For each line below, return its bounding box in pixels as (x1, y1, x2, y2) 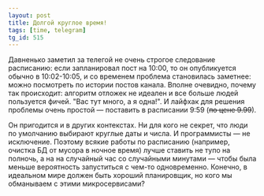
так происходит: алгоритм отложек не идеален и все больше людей (8, 88, 239, 98)
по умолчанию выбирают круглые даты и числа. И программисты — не (8, 129, 251, 139)
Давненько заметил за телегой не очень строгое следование (8, 55, 216, 65)
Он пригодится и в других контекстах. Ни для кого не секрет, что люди (8, 120, 248, 130)
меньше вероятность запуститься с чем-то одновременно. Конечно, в (8, 162, 248, 172)
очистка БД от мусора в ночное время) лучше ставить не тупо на (8, 146, 231, 155)
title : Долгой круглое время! (8, 19, 108, 27)
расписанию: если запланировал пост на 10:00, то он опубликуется (8, 64, 236, 73)
